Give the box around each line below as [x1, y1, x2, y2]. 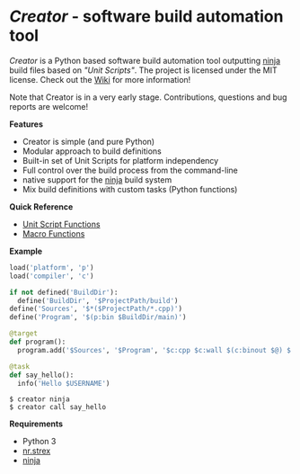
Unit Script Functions [22, 219, 101, 229]
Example [9, 246, 43, 256]
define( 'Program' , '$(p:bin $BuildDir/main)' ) [9, 313, 187, 322]
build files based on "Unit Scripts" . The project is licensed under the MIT [9, 65, 278, 76]
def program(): [9, 337, 66, 347]
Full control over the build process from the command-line [22, 165, 238, 175]
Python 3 [22, 436, 57, 447]
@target [9, 329, 39, 338]
